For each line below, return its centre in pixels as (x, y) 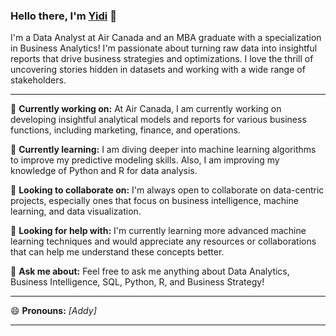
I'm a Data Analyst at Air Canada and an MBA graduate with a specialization (166, 38)
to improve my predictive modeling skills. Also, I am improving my (145, 160)
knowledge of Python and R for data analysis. (104, 171)
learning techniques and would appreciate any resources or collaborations (163, 241)
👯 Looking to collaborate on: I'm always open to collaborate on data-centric (167, 190)
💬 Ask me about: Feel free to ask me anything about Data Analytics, (150, 271)
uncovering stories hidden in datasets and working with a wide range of (158, 70)
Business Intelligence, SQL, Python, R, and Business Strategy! (137, 282)
